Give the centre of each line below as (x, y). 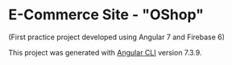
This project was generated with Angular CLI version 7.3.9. (105, 52)
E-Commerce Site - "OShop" (106, 15)
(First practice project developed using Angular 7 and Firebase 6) (117, 37)
